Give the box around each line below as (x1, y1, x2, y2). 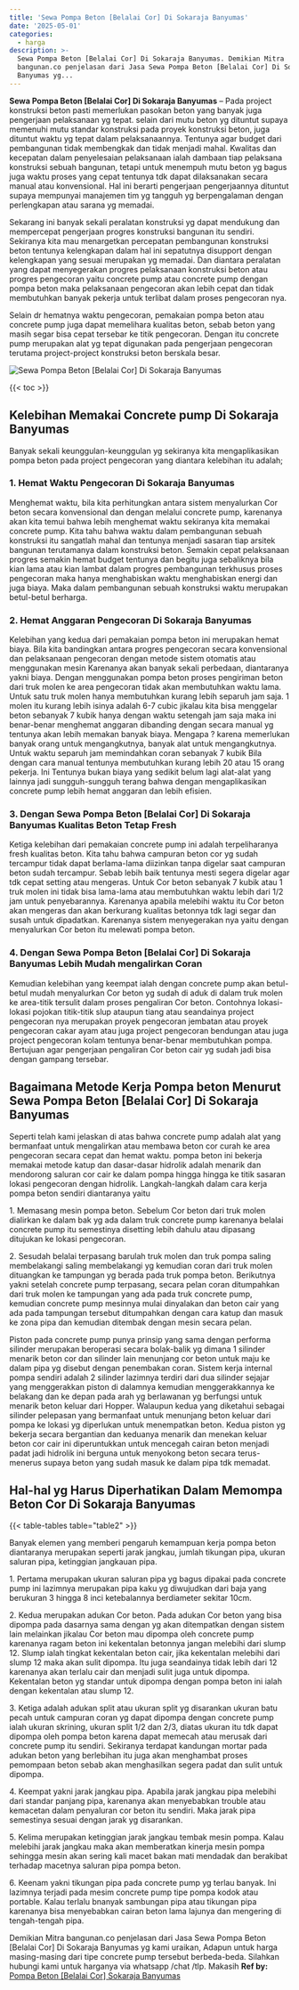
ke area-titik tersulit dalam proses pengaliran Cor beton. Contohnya (9, 996, 256, 1007)
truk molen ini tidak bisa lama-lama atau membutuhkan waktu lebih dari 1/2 (9, 887, 284, 898)
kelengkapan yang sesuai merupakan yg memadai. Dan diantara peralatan (9, 255, 281, 265)
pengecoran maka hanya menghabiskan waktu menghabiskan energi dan (9, 573, 279, 583)
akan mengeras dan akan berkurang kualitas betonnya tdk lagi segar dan (9, 906, 277, 916)
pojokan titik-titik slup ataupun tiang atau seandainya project (32, 1006, 255, 1017)
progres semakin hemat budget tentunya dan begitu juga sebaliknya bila (9, 554, 274, 565)
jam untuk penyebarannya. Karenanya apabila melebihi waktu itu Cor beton (9, 896, 285, 906)
